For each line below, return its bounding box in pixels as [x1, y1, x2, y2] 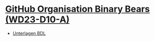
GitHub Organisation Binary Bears [5, 3, 150, 15]
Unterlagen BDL [12, 30, 46, 36]
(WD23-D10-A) [5, 14, 70, 25]
